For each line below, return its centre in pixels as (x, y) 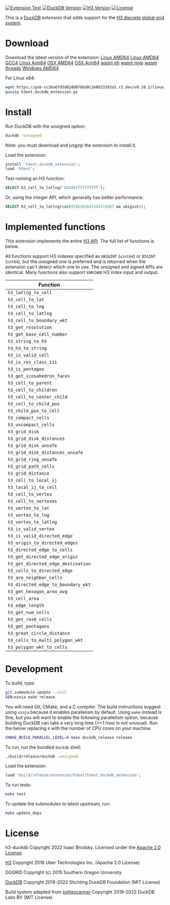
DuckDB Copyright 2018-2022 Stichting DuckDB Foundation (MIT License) (83, 882)
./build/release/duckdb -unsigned (42, 756)
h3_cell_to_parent (30, 383)
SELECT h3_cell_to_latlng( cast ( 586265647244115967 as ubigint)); (75, 207)
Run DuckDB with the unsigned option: (46, 126)
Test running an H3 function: (35, 178)
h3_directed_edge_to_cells (40, 550)
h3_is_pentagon (26, 369)
